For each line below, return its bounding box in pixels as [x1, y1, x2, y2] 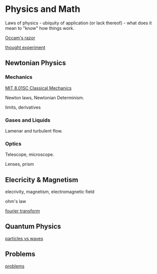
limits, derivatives [5, 104, 41, 110]
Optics [5, 140, 22, 147]
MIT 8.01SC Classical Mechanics [5, 85, 72, 91]
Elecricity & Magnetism [5, 175, 78, 184]
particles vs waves [5, 235, 44, 241]
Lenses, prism [5, 161, 34, 167]
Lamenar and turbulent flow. [5, 128, 63, 134]
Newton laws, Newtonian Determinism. [5, 94, 84, 100]
